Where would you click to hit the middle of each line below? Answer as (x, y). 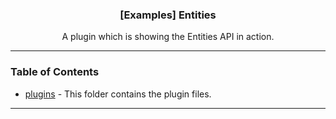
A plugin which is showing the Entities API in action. (168, 37)
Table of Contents (55, 72)
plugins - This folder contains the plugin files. (118, 94)
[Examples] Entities (168, 15)
